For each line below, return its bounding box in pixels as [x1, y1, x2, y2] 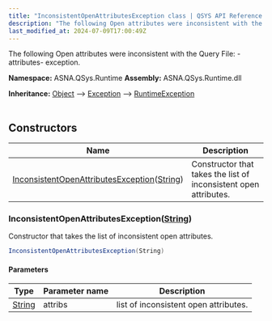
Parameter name [43, 285, 109, 296]
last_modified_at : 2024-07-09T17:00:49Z [8, 27, 147, 35]
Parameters [8, 264, 49, 274]
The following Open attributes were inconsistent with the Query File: [8, 49, 236, 59]
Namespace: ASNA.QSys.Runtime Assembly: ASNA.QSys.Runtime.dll [8, 74, 242, 83]
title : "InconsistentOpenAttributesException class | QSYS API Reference [8, 11, 263, 20]
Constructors [8, 120, 78, 134]
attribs [43, 298, 68, 310]
